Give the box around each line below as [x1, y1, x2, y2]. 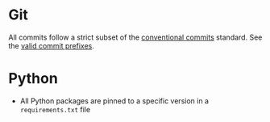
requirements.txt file [19, 104, 91, 114]
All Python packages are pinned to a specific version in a [19, 95, 210, 106]
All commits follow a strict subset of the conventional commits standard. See [8, 32, 263, 42]
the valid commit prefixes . [8, 40, 95, 50]
